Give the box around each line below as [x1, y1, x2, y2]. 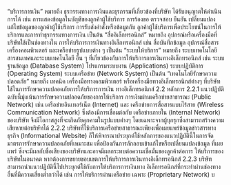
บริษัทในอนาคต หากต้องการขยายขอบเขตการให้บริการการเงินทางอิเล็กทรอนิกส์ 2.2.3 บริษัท [7, 155, 212, 163]
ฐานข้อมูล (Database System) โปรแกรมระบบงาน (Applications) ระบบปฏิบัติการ [7, 61, 204, 70]
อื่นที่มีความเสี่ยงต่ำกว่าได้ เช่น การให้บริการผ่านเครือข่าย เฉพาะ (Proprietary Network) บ [7, 171, 215, 178]
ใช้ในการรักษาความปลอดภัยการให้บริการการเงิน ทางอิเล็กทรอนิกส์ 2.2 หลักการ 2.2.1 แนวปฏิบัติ [7, 85, 224, 93]
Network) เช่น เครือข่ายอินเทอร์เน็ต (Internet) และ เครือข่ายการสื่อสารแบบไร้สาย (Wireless [7, 101, 224, 108]
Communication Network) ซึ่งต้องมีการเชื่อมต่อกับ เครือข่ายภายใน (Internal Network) [7, 108, 221, 116]
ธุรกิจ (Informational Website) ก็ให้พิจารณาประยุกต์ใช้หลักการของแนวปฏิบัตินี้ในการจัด [7, 132, 214, 139]
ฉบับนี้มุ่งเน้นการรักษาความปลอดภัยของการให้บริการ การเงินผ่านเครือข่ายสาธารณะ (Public [7, 92, 212, 101]
